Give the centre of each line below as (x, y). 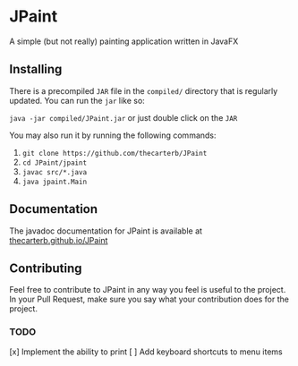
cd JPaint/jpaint (55, 163)
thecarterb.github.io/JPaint (59, 240)
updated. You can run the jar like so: (77, 100)
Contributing (46, 268)
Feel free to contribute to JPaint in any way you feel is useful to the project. (148, 290)
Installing (36, 69)
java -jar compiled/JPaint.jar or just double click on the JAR (123, 117)
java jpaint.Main (55, 182)
